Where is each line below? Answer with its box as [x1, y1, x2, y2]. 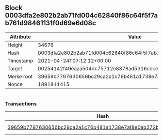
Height [7, 41, 23, 48]
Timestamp [7, 57, 33, 64]
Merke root [7, 73, 33, 79]
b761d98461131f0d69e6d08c [5, 19, 96, 27]
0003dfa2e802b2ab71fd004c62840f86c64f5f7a [5, 12, 158, 20]
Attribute [9, 33, 31, 40]
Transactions [5, 100, 37, 107]
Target [7, 65, 23, 72]
